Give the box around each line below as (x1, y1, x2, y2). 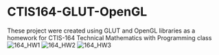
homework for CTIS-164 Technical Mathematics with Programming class (7, 33, 212, 41)
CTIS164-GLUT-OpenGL (7, 4, 148, 20)
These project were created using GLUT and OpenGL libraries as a (7, 26, 196, 35)
